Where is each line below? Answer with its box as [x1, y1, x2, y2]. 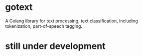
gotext [5, 1, 33, 13]
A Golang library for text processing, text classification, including [5, 18, 138, 24]
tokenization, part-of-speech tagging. [5, 23, 83, 29]
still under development [5, 41, 106, 52]
